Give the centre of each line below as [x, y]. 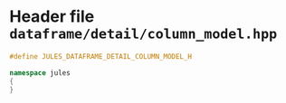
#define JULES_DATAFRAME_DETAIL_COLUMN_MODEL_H [101, 56]
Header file [52, 17]
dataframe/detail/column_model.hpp [143, 34]
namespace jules [40, 73]
